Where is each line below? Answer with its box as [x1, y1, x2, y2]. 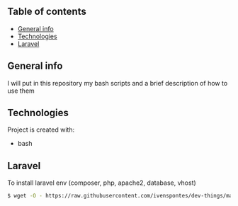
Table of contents [7, 6, 86, 18]
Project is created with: [7, 125, 75, 134]
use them [7, 86, 35, 95]
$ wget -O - [7, 193, 42, 200]
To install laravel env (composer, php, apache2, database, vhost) [7, 178, 196, 187]
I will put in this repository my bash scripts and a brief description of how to [7, 79, 228, 87]
